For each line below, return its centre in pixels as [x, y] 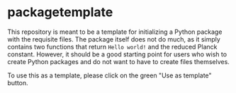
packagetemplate [60, 12]
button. [18, 82]
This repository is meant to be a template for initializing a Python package [115, 32]
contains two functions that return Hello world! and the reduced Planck [112, 46]
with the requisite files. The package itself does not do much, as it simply [114, 39]
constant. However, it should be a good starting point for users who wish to [117, 54]
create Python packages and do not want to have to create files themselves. [119, 61]
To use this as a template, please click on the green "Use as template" [109, 75]
